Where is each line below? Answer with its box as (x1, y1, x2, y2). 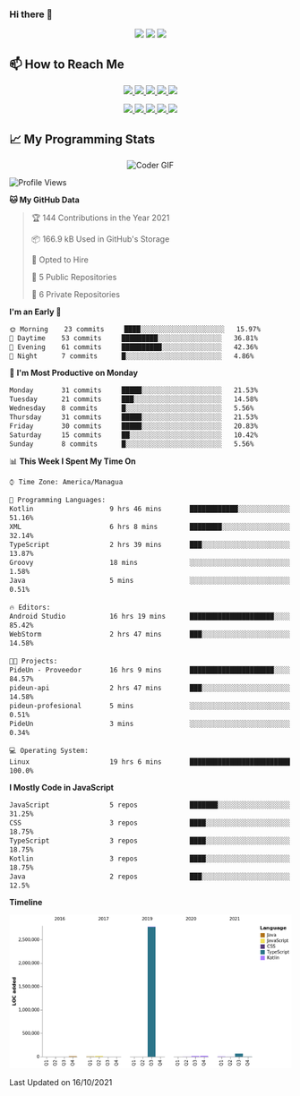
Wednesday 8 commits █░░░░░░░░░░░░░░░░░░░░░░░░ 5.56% (9, 403, 254, 413)
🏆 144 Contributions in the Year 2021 (30, 212, 170, 223)
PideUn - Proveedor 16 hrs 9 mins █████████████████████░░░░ (9, 665, 291, 674)
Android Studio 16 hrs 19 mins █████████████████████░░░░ (9, 612, 291, 621)
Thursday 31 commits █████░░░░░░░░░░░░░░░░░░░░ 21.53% (9, 412, 258, 422)
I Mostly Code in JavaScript (9, 782, 115, 792)
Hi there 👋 (9, 8, 54, 21)
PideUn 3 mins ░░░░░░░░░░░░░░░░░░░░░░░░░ (9, 719, 291, 728)
